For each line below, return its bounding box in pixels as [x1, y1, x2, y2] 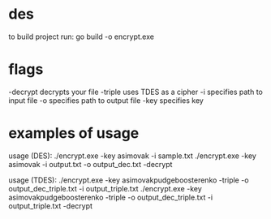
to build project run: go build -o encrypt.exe [8, 32, 154, 41]
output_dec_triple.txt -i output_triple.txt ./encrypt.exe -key [8, 183, 203, 193]
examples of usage [8, 124, 140, 143]
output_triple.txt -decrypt [8, 200, 93, 211]
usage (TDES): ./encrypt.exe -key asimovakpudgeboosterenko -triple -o [8, 175, 249, 185]
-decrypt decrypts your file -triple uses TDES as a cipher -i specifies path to [8, 87, 264, 97]
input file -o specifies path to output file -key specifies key [8, 95, 204, 105]
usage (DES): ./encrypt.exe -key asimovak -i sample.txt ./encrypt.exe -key [8, 151, 257, 161]
